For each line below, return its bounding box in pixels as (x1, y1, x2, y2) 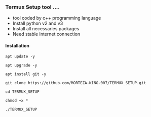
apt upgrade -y (5, 63, 37, 68)
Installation (5, 42, 29, 48)
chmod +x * (5, 98, 28, 103)
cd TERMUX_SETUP (5, 89, 40, 94)
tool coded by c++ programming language (12, 15, 101, 21)
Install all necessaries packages (12, 26, 80, 32)
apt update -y (5, 54, 35, 59)
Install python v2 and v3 (12, 20, 63, 26)
